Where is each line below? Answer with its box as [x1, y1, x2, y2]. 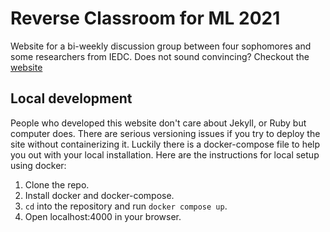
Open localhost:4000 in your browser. [24, 210, 182, 222]
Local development [10, 90, 133, 107]
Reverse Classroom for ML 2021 [10, 7, 281, 30]
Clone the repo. [24, 178, 90, 191]
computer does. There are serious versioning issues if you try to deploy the [10, 127, 321, 139]
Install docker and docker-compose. [24, 189, 175, 201]
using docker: [10, 159, 67, 171]
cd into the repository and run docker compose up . [24, 200, 228, 212]
